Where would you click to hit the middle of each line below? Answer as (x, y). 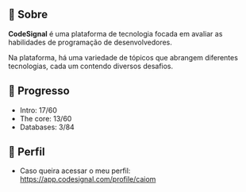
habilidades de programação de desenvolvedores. (90, 42)
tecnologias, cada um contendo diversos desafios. (91, 66)
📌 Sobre (28, 15)
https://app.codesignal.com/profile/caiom (88, 179)
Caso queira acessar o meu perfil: (75, 171)
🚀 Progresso (39, 91)
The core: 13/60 (46, 118)
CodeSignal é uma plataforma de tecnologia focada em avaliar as (115, 33)
